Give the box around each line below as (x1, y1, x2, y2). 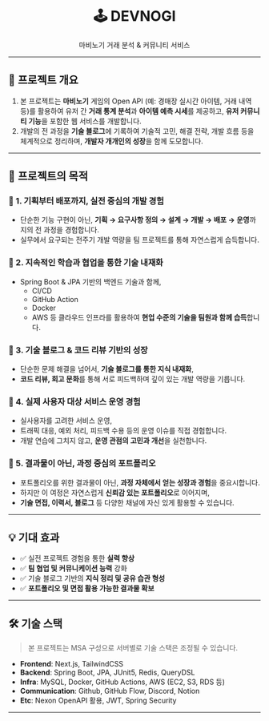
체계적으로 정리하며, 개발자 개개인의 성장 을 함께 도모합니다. (19, 136, 204, 146)
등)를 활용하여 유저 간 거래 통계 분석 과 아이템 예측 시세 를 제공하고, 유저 (19, 106, 239, 115)
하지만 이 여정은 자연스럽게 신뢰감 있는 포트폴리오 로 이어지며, (19, 487, 210, 497)
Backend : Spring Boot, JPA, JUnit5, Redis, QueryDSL (19, 667, 195, 678)
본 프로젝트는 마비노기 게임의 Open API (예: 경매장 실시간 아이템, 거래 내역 (19, 96, 252, 106)
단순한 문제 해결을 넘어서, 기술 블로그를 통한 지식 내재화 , (19, 365, 195, 374)
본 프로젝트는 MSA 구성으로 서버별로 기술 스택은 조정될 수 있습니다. (27, 643, 239, 653)
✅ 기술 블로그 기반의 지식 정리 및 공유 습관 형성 (19, 574, 166, 583)
